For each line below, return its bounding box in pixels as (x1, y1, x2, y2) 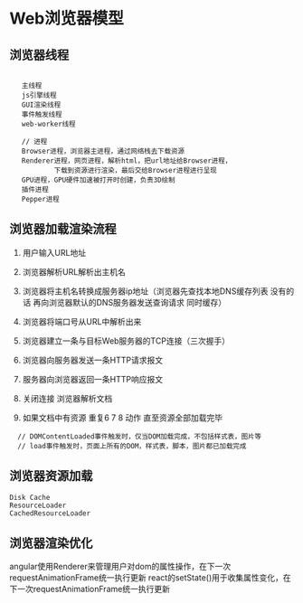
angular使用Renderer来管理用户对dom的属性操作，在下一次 (9, 561, 232, 572)
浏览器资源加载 (9, 468, 93, 484)
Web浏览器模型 (9, 8, 124, 29)
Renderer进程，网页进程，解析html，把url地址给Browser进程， (21, 156, 232, 165)
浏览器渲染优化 (9, 535, 93, 551)
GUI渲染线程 (21, 100, 62, 109)
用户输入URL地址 (22, 247, 87, 258)
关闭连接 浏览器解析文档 (22, 392, 113, 403)
